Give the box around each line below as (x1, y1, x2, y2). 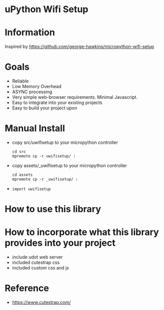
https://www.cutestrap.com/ (12, 299, 71, 305)
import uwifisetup (12, 186, 51, 191)
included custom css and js (12, 265, 69, 271)
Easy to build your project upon (12, 105, 78, 111)
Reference (5, 283, 49, 294)
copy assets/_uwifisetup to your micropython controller (12, 163, 127, 168)
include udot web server (12, 254, 63, 260)
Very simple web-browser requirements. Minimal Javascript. (12, 94, 138, 100)
